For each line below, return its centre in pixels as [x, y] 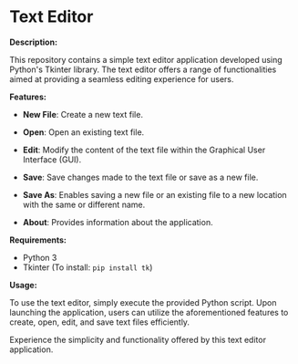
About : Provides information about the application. [118, 222]
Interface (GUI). [52, 159]
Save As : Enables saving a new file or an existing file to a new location [154, 194]
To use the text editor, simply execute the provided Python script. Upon [143, 302]
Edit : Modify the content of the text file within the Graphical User [144, 150]
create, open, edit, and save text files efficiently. [99, 322]
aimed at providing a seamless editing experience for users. [122, 78]
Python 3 [40, 257]
